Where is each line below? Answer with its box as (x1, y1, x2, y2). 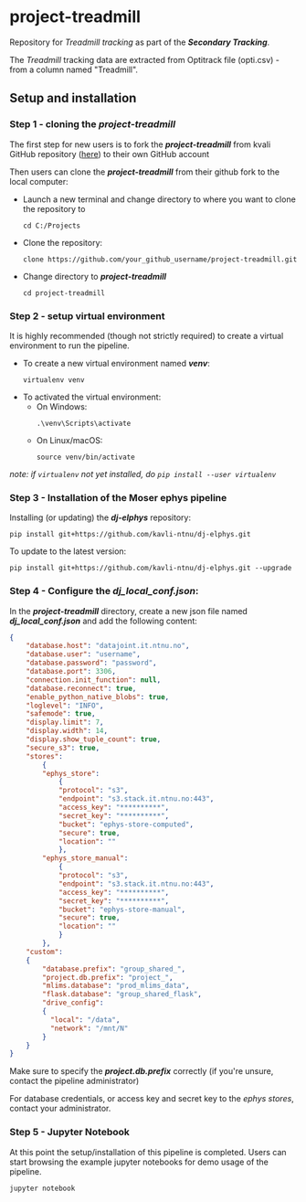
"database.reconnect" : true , (26, 684, 137, 693)
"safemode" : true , (26, 709, 96, 718)
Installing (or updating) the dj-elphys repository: (9, 512, 192, 523)
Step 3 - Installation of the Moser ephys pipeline (9, 491, 227, 504)
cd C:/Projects (22, 221, 81, 230)
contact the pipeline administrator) (9, 1076, 140, 1087)
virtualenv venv (22, 375, 85, 385)
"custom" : (26, 947, 64, 956)
